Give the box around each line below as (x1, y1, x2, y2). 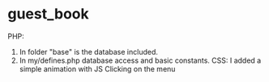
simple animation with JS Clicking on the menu (19, 64, 176, 73)
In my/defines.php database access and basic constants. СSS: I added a (19, 55, 262, 65)
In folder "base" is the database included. (19, 47, 159, 56)
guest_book (7, 5, 90, 23)
